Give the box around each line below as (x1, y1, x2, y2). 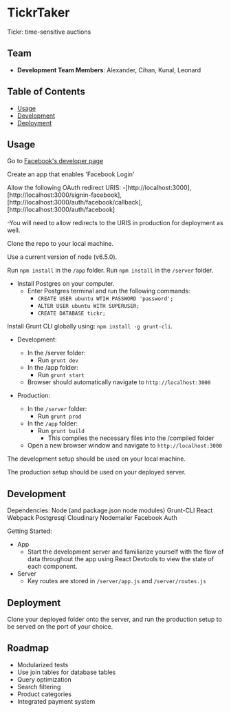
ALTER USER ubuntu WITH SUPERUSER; (37, 303, 140, 310)
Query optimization (16, 675, 72, 683)
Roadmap (7, 642, 49, 654)
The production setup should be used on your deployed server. (7, 468, 186, 477)
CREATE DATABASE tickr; (37, 310, 106, 317)
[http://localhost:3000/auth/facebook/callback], (7, 198, 143, 207)
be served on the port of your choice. (7, 622, 113, 631)
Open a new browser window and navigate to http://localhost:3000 (27, 441, 222, 450)
